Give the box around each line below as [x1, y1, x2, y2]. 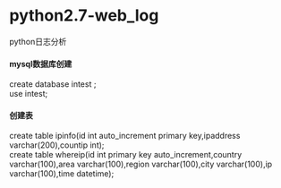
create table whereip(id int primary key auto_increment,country [9, 150, 243, 160]
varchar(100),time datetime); [9, 168, 115, 179]
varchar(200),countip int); [9, 140, 105, 150]
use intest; [9, 89, 48, 99]
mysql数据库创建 [9, 58, 72, 69]
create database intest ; [9, 79, 97, 90]
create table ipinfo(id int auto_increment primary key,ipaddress [9, 131, 241, 141]
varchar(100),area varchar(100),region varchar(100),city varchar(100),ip [9, 158, 273, 170]
